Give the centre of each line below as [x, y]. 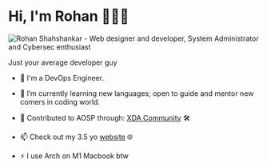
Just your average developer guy [63, 62]
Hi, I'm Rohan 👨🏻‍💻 [69, 16]
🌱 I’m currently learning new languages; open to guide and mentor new [137, 93]
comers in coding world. [60, 101]
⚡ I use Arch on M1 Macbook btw [74, 156]
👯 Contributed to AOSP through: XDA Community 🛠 [105, 117]
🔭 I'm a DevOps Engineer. [62, 78]
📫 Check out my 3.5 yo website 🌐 [76, 137]
